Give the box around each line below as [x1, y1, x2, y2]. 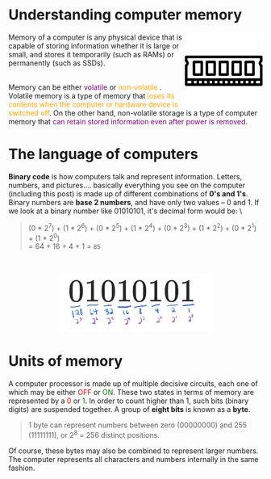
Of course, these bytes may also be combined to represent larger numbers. [8, 446, 259, 456]
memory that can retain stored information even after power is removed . [8, 116, 248, 126]
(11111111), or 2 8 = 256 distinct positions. [27, 428, 160, 439]
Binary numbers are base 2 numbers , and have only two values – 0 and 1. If [8, 197, 260, 207]
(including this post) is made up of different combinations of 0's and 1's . [8, 188, 248, 199]
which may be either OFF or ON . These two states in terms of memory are [8, 387, 254, 397]
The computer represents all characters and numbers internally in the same [8, 454, 259, 464]
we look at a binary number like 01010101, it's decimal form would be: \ [8, 206, 243, 216]
